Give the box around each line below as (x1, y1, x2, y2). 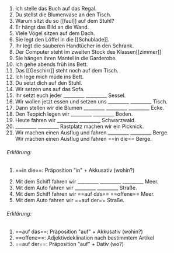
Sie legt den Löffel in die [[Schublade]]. (15, 36, 110, 43)
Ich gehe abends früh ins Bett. (15, 61, 88, 68)
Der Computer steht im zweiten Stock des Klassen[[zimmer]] (15, 48, 162, 55)
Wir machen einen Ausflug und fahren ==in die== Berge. (15, 136, 152, 142)
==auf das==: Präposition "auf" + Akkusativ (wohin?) (15, 228, 144, 235)
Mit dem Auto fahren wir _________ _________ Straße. (15, 184, 137, 192)
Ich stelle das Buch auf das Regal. (15, 5, 97, 12)
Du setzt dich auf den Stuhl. (15, 79, 82, 86)
